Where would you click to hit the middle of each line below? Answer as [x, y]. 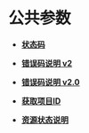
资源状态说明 [44, 120]
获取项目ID [41, 101]
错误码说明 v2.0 [51, 82]
